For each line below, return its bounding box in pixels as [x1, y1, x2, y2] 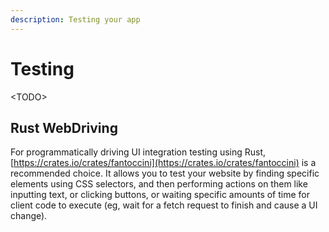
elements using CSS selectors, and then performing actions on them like [10, 178, 308, 190]
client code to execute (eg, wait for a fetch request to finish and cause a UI [10, 199, 318, 211]
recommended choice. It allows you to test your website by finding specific [10, 167, 320, 180]
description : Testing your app [10, 14, 141, 25]
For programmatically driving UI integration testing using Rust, [10, 146, 267, 158]
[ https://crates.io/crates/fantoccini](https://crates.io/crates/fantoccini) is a [10, 157, 317, 169]
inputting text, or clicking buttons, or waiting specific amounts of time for [10, 189, 310, 201]
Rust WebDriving [10, 119, 118, 136]
